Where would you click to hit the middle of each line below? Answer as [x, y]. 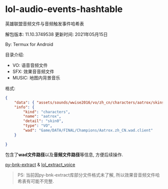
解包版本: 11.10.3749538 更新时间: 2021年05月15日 [56, 34]
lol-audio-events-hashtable [64, 9]
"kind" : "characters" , [47, 112]
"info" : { [24, 107]
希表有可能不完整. [35, 181]
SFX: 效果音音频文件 [33, 71]
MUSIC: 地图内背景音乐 [36, 77]
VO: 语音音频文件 [30, 65]
